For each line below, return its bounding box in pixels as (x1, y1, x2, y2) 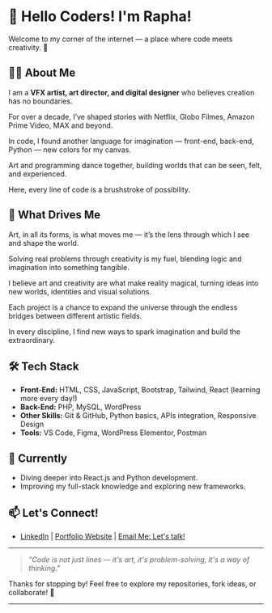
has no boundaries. (8, 96, 73, 106)
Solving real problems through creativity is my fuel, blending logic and (8, 254, 242, 264)
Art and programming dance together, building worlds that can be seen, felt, (8, 160, 262, 170)
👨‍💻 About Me (8, 66, 76, 80)
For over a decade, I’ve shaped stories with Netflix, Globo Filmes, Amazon (8, 112, 255, 121)
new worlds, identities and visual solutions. (8, 286, 152, 296)
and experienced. (8, 169, 67, 179)
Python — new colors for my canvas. (8, 145, 132, 154)
